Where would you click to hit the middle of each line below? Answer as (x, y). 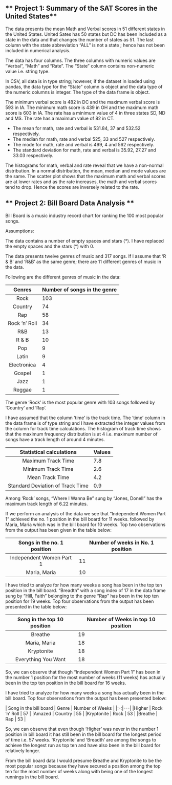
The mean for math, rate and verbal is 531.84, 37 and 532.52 (77, 128)
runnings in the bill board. (32, 777)
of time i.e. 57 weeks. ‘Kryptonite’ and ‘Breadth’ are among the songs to (81, 739)
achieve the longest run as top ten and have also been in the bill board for (83, 745)
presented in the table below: (36, 606)
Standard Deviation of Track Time (48, 486)
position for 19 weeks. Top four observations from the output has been (80, 601)
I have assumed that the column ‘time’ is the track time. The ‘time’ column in (85, 418)
